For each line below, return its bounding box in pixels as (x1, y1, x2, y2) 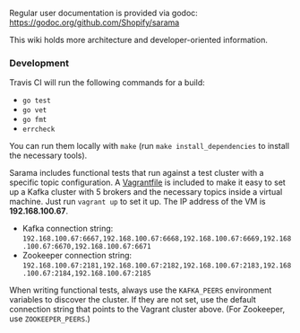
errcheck (21, 125, 56, 134)
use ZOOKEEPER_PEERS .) (9, 313, 91, 324)
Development (9, 57, 70, 69)
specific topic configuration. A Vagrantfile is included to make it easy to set (9, 177, 287, 188)
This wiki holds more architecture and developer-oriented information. (9, 35, 269, 45)
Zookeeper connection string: (21, 250, 133, 261)
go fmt (21, 116, 47, 125)
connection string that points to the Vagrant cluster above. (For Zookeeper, (9, 304, 285, 315)
